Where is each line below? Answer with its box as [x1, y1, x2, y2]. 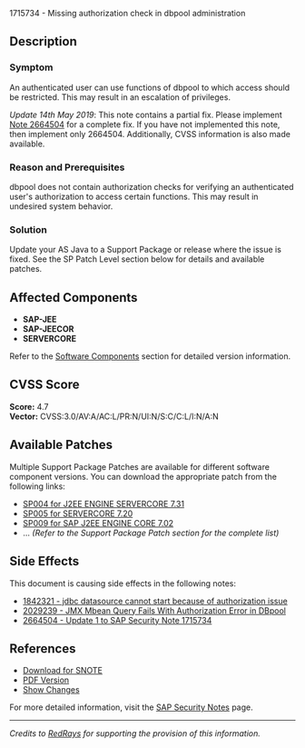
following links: [9, 481, 65, 492]
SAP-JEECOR [22, 324, 74, 334]
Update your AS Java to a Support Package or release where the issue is [9, 244, 281, 255]
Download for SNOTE [22, 665, 103, 676]
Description [9, 34, 77, 49]
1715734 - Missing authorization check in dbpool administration [9, 8, 246, 18]
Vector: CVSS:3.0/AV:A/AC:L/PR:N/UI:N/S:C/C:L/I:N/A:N [9, 411, 220, 422]
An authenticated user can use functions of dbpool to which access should [9, 82, 290, 93]
